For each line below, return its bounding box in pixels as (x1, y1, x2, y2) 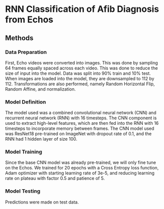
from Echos (5, 14, 54, 25)
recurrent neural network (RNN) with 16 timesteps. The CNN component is (5, 115, 157, 121)
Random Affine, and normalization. (5, 86, 76, 92)
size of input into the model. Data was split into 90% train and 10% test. (5, 70, 151, 76)
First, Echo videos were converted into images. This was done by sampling (5, 59, 158, 65)
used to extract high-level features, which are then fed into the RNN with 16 (5, 120, 159, 126)
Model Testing (5, 188, 41, 195)
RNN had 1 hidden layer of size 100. (5, 136, 78, 142)
